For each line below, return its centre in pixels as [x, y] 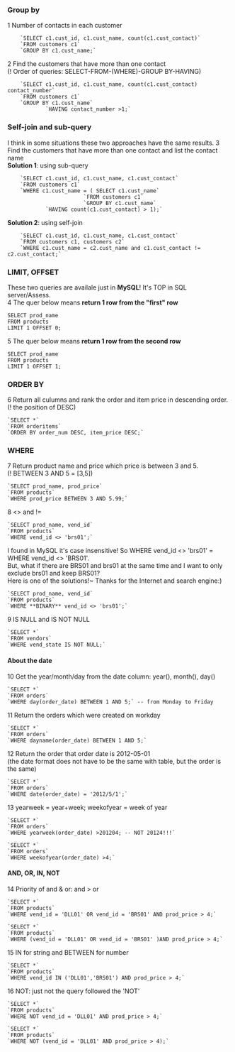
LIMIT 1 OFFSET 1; [34, 366]
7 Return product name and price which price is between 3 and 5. [103, 466]
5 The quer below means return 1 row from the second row [94, 341]
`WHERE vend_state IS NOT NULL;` [57, 645]
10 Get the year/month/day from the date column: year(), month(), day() [111, 676]
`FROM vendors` [30, 639]
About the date [30, 661]
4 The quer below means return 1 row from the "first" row [93, 302]
